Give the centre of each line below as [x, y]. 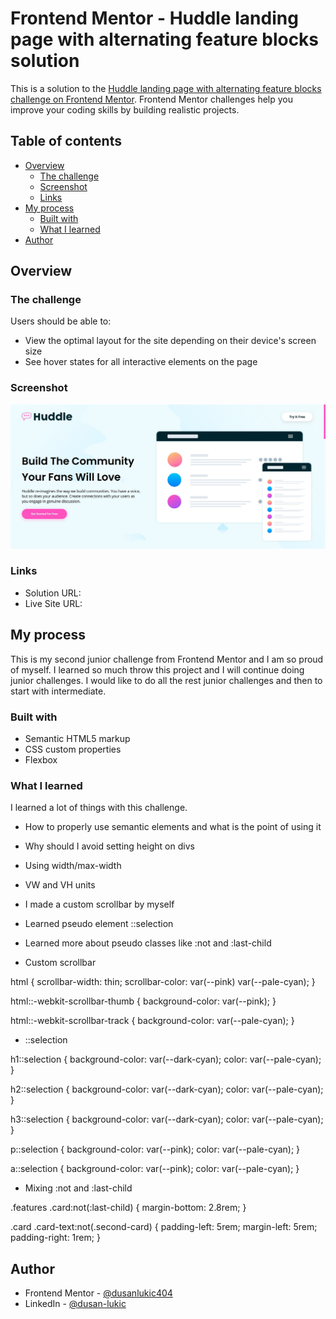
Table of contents [66, 141]
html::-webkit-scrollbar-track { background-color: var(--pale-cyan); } [152, 1021]
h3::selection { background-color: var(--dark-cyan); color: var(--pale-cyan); [167, 1119]
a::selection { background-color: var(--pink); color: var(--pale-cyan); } [155, 1169]
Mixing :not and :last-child [78, 1188]
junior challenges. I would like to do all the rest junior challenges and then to [166, 680]
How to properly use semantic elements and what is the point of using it [173, 827]
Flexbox [41, 759]
